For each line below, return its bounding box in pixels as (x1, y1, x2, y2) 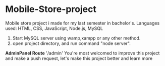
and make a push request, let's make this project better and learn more (5, 55, 153, 61)
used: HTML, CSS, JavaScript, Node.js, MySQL (5, 25, 103, 31)
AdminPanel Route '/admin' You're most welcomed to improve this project (5, 50, 160, 56)
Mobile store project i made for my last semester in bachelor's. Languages (5, 20, 160, 26)
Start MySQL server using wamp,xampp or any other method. (12, 35, 141, 41)
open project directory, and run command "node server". (12, 40, 131, 46)
